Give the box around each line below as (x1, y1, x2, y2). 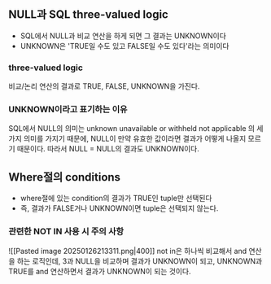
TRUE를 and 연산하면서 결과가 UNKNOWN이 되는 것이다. (8, 266, 191, 276)
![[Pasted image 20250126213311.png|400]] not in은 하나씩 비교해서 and (8, 246, 247, 256)
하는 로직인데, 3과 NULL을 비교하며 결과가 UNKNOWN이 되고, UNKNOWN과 (16, 256, 263, 266)
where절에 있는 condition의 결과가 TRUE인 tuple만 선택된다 (20, 194, 212, 203)
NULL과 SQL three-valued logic (8, 7, 168, 22)
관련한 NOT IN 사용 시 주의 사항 (8, 226, 125, 238)
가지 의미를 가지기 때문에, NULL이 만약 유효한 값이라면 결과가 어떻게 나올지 (8, 133, 247, 144)
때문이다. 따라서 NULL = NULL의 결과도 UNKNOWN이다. (16, 144, 199, 154)
